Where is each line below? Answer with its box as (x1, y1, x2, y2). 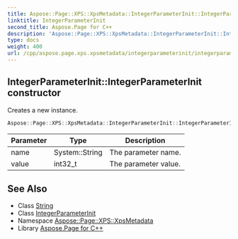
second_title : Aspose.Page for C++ (7, 23, 113, 30)
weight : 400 (7, 43, 42, 50)
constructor (7, 87, 62, 99)
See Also (7, 182, 47, 194)
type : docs (7, 37, 40, 44)
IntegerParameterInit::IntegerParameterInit (7, 76, 203, 88)
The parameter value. (109, 158, 181, 168)
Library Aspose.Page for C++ (17, 224, 104, 233)
